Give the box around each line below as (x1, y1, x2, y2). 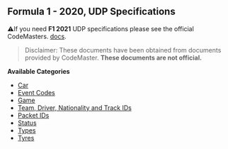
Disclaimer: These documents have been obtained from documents (24, 45, 222, 54)
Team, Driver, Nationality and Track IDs (17, 103, 132, 112)
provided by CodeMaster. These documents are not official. (24, 53, 203, 62)
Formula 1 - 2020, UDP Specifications (7, 6, 176, 18)
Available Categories (7, 67, 70, 75)
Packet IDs (17, 111, 50, 119)
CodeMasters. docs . (7, 32, 67, 40)
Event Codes (17, 88, 55, 96)
